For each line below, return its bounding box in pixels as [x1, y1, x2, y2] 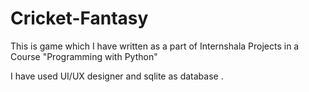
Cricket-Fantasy [10, 7, 149, 30]
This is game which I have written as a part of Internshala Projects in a [10, 40, 300, 52]
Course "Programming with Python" [10, 50, 158, 62]
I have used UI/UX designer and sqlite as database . [10, 70, 224, 82]
